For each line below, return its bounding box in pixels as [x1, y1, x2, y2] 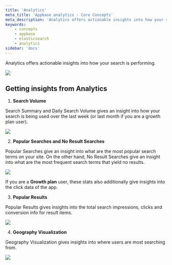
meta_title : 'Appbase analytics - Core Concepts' [5, 12, 114, 17]
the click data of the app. [5, 184, 58, 191]
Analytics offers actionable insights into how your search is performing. [5, 60, 156, 66]
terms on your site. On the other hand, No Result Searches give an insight [5, 154, 160, 160]
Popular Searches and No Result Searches [12, 138, 105, 144]
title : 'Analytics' [5, 7, 47, 13]
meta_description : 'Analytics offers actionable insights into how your [5, 17, 164, 22]
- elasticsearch [14, 36, 50, 42]
